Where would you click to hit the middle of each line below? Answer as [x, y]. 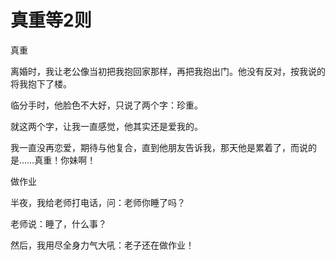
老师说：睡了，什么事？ [58, 223]
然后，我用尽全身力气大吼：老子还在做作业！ [102, 245]
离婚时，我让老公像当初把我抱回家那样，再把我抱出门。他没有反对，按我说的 [168, 71]
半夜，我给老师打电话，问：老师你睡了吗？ [98, 202]
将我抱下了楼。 [41, 83]
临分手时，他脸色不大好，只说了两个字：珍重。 [106, 105]
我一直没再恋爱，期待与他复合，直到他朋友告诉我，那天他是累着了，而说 [159, 147]
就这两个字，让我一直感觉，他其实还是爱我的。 [106, 126]
